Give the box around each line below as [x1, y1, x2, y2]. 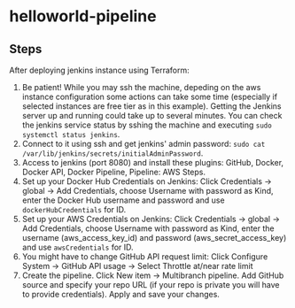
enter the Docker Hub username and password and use [21, 195, 225, 205]
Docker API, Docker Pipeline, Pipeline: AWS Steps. [21, 166, 206, 177]
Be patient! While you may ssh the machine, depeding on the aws [21, 82, 261, 92]
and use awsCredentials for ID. [21, 242, 135, 252]
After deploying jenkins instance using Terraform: [9, 65, 190, 75]
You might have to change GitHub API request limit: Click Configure [21, 251, 268, 262]
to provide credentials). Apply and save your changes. [21, 289, 220, 299]
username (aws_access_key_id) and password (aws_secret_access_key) [21, 233, 287, 243]
